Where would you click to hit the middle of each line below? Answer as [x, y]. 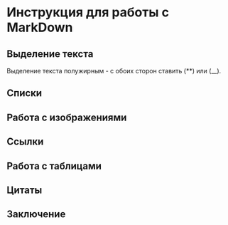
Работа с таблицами [54, 166]
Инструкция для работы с [88, 12]
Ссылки [25, 142]
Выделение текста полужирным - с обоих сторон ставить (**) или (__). [114, 71]
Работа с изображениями [67, 117]
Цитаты [25, 190]
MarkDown [40, 27]
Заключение [36, 214]
